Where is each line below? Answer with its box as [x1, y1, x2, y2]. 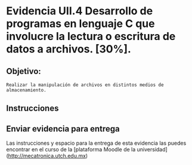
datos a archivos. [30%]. [6, 42, 131, 56]
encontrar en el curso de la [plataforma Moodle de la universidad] [6, 146, 168, 153]
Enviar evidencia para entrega [6, 124, 120, 134]
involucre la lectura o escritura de [6, 30, 176, 43]
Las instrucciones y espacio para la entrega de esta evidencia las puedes [6, 139, 187, 147]
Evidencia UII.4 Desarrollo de [6, 4, 153, 18]
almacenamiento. [6, 87, 47, 93]
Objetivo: [6, 66, 42, 76]
